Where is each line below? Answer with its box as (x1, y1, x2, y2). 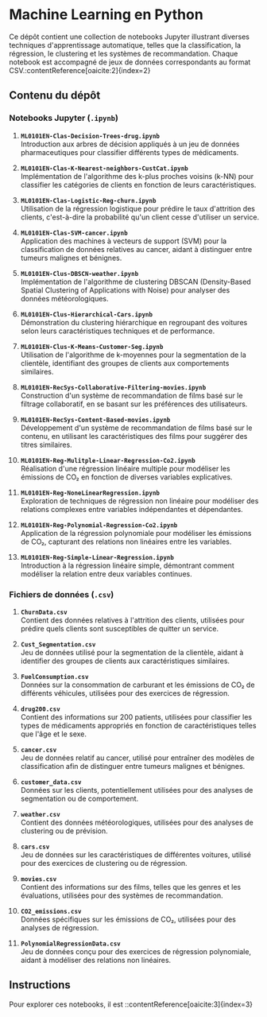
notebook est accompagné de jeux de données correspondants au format (9, 57, 251, 67)
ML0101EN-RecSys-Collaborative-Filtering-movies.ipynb (20, 383, 207, 391)
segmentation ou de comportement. (20, 794, 139, 803)
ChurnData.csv (20, 608, 68, 616)
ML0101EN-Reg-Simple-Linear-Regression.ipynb (20, 553, 174, 561)
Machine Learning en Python (9, 6, 203, 24)
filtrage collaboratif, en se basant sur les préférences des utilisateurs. (20, 399, 248, 409)
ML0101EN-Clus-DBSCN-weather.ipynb (20, 270, 139, 278)
